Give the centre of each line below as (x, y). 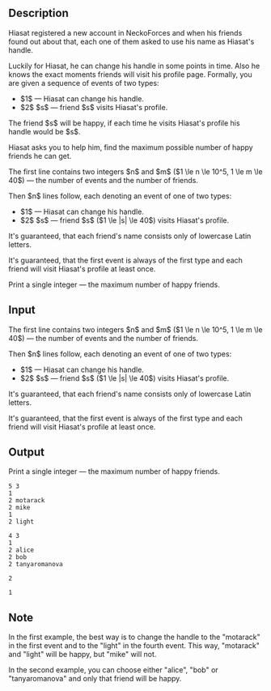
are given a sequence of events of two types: (84, 83)
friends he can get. (40, 156)
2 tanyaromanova (36, 565)
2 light (21, 522)
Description (38, 13)
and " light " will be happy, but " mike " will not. (83, 655)
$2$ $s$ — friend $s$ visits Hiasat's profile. (94, 107)
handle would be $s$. (44, 131)
